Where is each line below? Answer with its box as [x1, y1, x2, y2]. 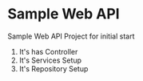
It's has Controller [18, 47, 78, 56]
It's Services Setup [18, 55, 81, 65]
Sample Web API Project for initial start [7, 31, 135, 41]
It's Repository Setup [18, 63, 89, 73]
